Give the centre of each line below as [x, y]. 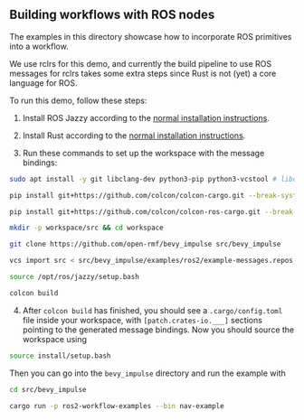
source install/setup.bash [60, 356]
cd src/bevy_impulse [48, 389]
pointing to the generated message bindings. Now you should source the [158, 330]
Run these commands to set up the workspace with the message [143, 153]
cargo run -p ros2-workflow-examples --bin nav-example [117, 406]
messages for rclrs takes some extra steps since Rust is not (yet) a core [143, 73]
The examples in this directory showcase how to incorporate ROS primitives [151, 36]
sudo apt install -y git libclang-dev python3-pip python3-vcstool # [143, 179]
